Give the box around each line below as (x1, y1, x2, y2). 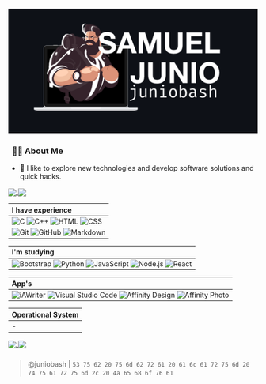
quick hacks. (19, 171, 62, 182)
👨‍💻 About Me (11, 145, 63, 156)
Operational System (11, 310, 79, 319)
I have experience (11, 205, 73, 214)
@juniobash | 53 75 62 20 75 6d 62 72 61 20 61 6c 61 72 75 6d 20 (27, 359, 250, 368)
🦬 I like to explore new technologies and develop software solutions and (19, 164, 255, 173)
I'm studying (11, 247, 55, 257)
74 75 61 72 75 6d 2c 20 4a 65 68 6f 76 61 (27, 369, 174, 377)
